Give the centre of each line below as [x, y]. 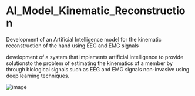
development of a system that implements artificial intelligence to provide [95, 57]
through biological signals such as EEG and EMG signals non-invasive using [98, 69]
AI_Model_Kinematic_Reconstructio [96, 11]
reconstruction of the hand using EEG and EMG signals [73, 46]
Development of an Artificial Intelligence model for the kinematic [84, 39]
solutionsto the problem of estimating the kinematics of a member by [90, 63]
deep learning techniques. [38, 76]
